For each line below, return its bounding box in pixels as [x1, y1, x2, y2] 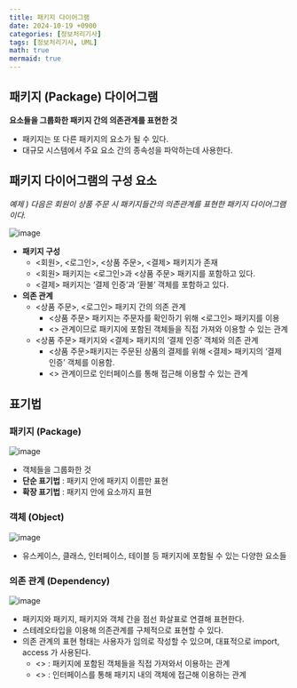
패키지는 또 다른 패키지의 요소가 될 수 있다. [21, 133, 169, 144]
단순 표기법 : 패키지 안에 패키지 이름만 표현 [21, 476, 168, 486]
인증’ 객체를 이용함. [48, 356, 115, 367]
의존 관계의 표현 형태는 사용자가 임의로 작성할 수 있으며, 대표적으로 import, [21, 636, 280, 646]
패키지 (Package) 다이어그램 [9, 90, 159, 105]
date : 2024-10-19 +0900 [9, 21, 98, 30]
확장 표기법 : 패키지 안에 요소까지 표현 [21, 486, 152, 498]
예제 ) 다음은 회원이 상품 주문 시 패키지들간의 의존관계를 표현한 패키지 [9, 198, 248, 209]
